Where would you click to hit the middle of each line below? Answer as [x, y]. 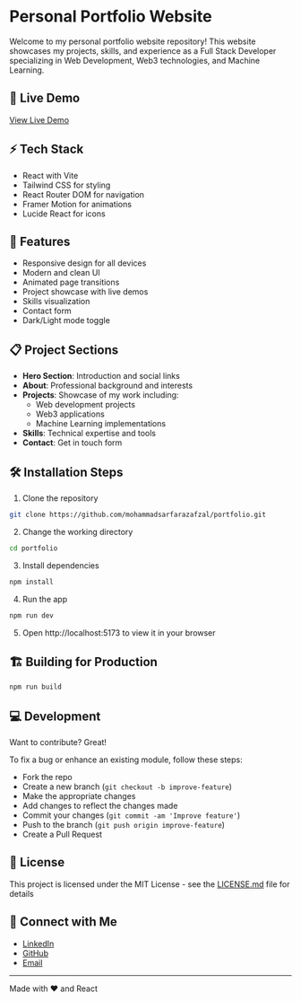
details [21, 893]
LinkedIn [38, 944]
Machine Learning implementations [101, 424]
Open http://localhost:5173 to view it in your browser [119, 632]
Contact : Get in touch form [72, 443]
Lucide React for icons [64, 214]
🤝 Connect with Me [64, 922]
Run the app [45, 599]
